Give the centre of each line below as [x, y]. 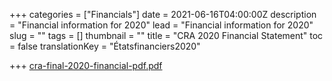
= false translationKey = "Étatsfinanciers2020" [105, 46]
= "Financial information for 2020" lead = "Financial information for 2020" [161, 25]
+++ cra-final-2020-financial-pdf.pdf [86, 65]
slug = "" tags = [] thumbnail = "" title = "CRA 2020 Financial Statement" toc [166, 35]
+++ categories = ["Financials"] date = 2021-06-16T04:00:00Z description [163, 14]
